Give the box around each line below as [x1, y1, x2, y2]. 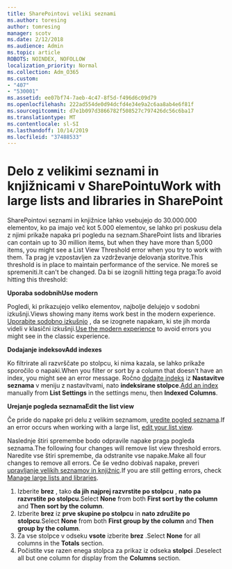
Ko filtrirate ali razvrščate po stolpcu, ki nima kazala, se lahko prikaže [7, 359, 205, 367]
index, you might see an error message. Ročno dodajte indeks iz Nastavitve [7, 374, 225, 382]
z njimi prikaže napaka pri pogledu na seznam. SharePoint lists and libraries [7, 231, 222, 239]
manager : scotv [7, 29, 51, 37]
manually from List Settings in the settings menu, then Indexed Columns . [7, 388, 218, 397]
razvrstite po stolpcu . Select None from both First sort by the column [17, 494, 218, 503]
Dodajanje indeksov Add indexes [7, 346, 102, 354]
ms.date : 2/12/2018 [7, 36, 64, 43]
